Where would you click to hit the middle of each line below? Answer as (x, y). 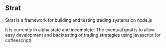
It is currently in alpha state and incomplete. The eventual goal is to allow (80, 30)
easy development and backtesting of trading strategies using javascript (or (83, 35)
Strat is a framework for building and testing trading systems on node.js (79, 20)
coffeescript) (18, 40)
